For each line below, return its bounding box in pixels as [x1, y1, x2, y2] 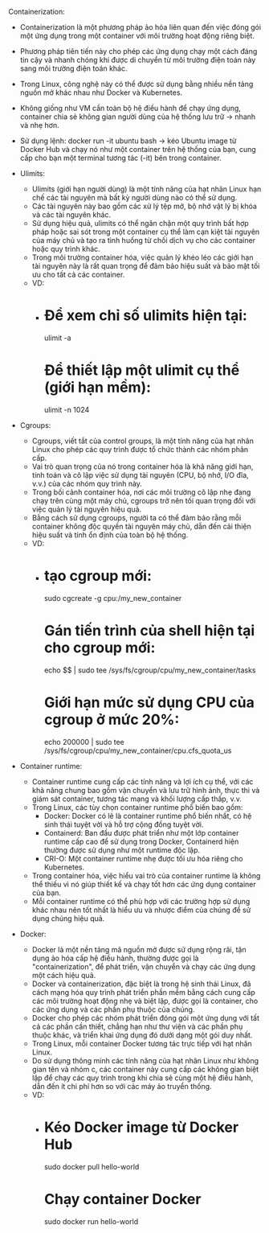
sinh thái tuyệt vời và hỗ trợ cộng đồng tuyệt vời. [43, 820, 204, 829]
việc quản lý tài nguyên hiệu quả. [31, 504, 142, 514]
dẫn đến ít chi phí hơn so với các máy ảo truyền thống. [31, 1081, 212, 1091]
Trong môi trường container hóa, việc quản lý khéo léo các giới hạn [31, 253, 254, 262]
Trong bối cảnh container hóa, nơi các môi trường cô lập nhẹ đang [31, 487, 251, 497]
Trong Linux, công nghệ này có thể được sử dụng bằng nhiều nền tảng [19, 80, 254, 88]
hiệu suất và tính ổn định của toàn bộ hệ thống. [31, 530, 189, 540]
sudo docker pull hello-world [43, 1161, 140, 1171]
